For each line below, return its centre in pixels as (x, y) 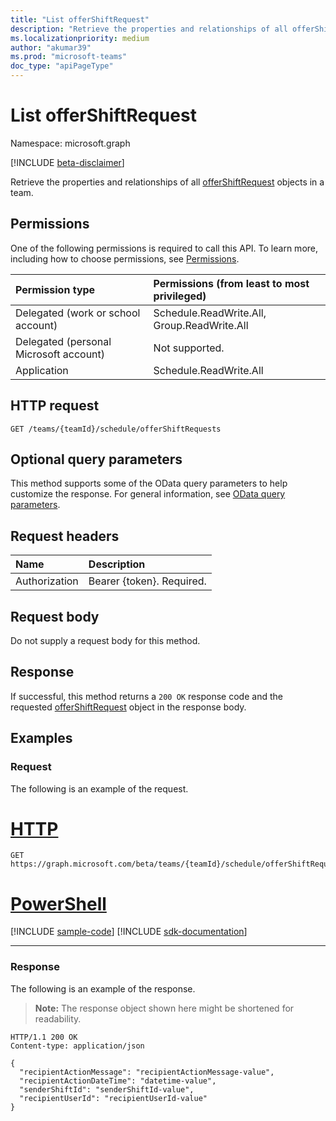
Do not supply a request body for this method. (105, 640)
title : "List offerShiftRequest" (80, 19)
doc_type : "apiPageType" (62, 66)
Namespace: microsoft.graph (70, 143)
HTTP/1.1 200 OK (44, 1037)
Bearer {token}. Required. (147, 581)
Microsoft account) (60, 354)
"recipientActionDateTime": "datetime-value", (118, 1081)
